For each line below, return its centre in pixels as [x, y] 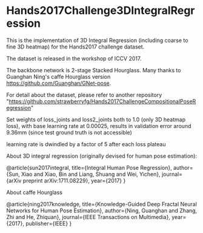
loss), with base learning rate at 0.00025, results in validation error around [99, 126]
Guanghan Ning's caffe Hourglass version [58, 76]
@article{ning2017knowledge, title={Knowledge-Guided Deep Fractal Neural [101, 204]
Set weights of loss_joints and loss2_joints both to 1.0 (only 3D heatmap [96, 120]
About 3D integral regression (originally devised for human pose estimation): [102, 156]
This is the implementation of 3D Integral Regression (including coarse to [97, 40]
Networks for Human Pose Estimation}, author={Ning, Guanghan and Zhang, [102, 211]
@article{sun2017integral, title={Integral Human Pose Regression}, [89, 167]
